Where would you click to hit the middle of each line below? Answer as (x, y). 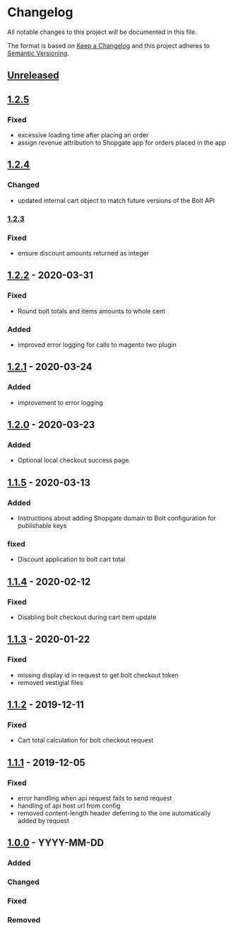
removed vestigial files (50, 682)
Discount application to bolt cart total (71, 559)
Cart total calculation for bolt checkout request (85, 740)
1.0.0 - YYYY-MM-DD (56, 843)
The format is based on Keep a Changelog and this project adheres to (109, 45)
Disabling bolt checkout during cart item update (87, 617)
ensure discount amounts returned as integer (83, 253)
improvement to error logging (60, 402)
